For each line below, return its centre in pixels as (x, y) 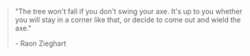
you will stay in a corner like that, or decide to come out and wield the (128, 20)
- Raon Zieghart (40, 43)
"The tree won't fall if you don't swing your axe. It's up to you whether (129, 11)
